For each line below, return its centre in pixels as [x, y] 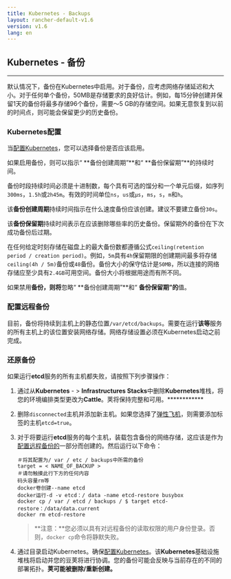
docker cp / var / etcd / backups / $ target [83, 501]
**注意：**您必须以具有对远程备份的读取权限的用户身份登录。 [122, 528]
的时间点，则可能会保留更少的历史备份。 [64, 112]
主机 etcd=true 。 [52, 422]
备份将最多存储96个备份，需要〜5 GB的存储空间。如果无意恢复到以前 [125, 104]
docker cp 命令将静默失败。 [85, 536]
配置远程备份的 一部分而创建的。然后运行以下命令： [89, 446]
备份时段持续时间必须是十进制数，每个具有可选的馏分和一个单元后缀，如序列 [115, 186]
